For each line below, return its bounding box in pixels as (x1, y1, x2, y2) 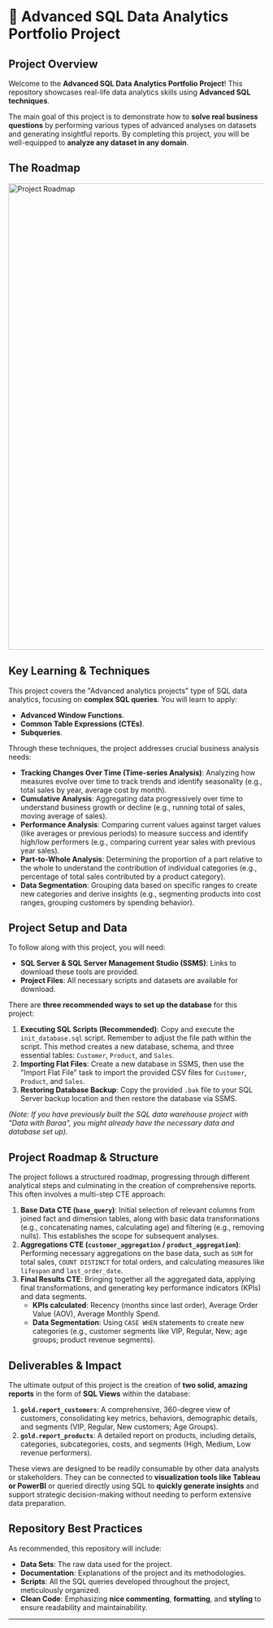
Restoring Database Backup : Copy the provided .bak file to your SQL (19, 1085, 253, 1095)
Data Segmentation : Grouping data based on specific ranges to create (19, 880, 258, 890)
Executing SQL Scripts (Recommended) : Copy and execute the (19, 1025, 235, 1034)
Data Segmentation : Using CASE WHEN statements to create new (32, 1318, 245, 1327)
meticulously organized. (19, 1585, 102, 1595)
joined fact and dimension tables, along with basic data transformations (19, 1213, 260, 1224)
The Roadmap (8, 161, 81, 175)
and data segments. (19, 1292, 88, 1301)
